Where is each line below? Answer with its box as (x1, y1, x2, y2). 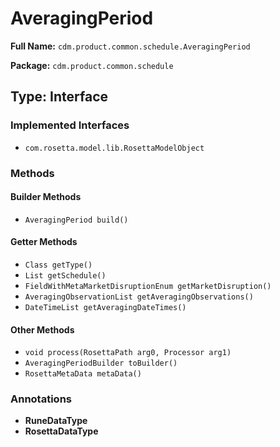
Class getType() (24, 260, 93, 270)
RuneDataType (24, 415, 88, 427)
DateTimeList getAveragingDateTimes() (24, 302, 187, 312)
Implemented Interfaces (10, 118, 130, 132)
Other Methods (10, 323, 75, 336)
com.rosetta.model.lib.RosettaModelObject (24, 143, 205, 153)
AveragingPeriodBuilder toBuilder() (24, 358, 178, 369)
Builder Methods (10, 191, 82, 203)
